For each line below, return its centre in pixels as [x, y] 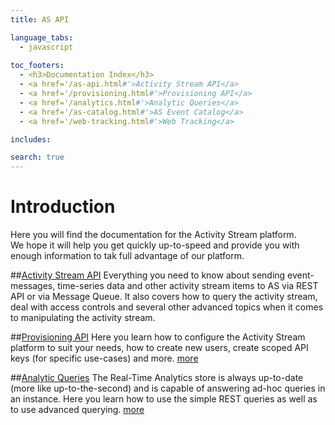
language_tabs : [42, 37]
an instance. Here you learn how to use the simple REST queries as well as [164, 399]
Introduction [63, 207]
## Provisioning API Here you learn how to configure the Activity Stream [158, 337]
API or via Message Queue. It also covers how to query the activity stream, [164, 297]
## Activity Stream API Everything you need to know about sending [148, 275]
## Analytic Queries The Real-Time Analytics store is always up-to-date [157, 378]
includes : [31, 139]
